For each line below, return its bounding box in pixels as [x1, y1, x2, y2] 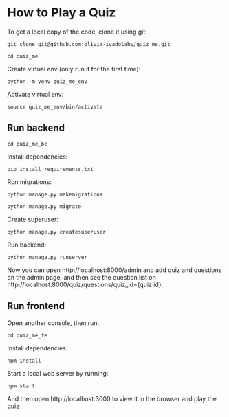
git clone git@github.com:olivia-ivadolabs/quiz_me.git [7, 41, 171, 47]
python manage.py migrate [7, 203, 81, 210]
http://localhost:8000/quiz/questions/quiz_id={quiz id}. [7, 280, 164, 289]
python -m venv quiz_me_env [7, 78, 88, 85]
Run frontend [7, 300, 65, 312]
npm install [7, 357, 41, 364]
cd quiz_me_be [7, 140, 48, 147]
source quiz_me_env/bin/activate [7, 103, 103, 111]
